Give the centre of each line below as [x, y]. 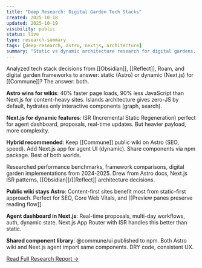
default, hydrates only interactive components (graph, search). [84, 106]
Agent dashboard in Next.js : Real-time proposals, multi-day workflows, [96, 216]
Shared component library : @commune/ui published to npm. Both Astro [97, 240]
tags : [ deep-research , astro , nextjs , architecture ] [74, 46]
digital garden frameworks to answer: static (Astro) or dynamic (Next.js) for [100, 75]
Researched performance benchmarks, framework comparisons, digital [95, 166]
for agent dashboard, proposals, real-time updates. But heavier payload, [96, 124]
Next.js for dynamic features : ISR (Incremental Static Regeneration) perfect [101, 117]
